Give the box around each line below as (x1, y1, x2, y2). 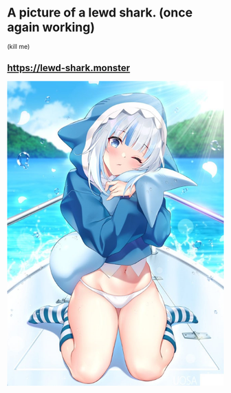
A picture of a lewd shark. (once (7, 5, 193, 21)
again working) (7, 19, 95, 35)
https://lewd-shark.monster (7, 62, 131, 74)
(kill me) (7, 42, 30, 50)
